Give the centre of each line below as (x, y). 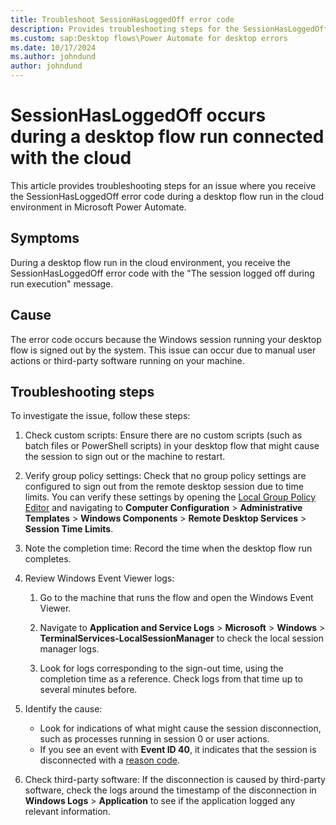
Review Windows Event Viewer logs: (99, 578)
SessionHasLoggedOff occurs (138, 115)
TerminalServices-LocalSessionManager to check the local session (181, 638)
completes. (48, 559)
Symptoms (45, 238)
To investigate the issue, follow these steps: (100, 416)
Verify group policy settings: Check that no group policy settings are (165, 476)
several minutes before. (88, 690)
